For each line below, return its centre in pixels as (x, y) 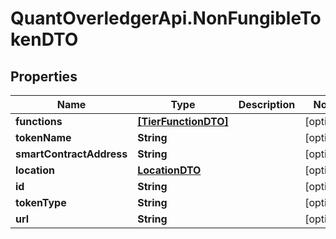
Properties (44, 76)
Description (267, 104)
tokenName (43, 137)
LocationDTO (169, 170)
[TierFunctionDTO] (183, 121)
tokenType (41, 202)
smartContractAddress (71, 154)
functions (39, 121)
